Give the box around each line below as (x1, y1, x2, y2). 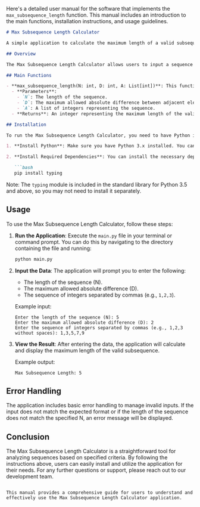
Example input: (14, 302, 52, 310)
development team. (6, 473, 54, 480)
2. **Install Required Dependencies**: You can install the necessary (6, 154, 185, 160)
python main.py (14, 256, 53, 262)
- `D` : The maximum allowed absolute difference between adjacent (17, 100, 185, 106)
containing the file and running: (14, 245, 92, 252)
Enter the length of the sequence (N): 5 (14, 314, 119, 320)
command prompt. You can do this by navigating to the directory (14, 238, 174, 245)
